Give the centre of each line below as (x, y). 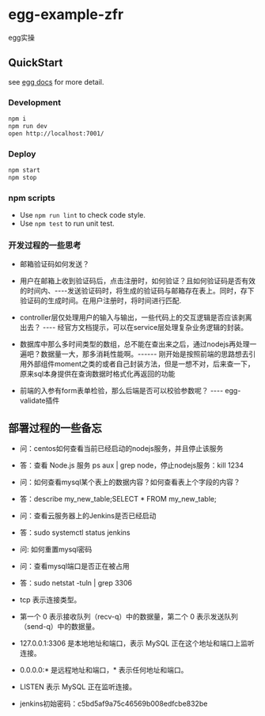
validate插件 (40, 400)
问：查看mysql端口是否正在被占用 (75, 566)
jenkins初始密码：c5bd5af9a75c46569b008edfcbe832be (114, 704)
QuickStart (36, 63)
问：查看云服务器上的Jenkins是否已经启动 (88, 516)
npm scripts (32, 198)
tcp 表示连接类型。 (50, 600)
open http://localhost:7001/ (56, 133)
